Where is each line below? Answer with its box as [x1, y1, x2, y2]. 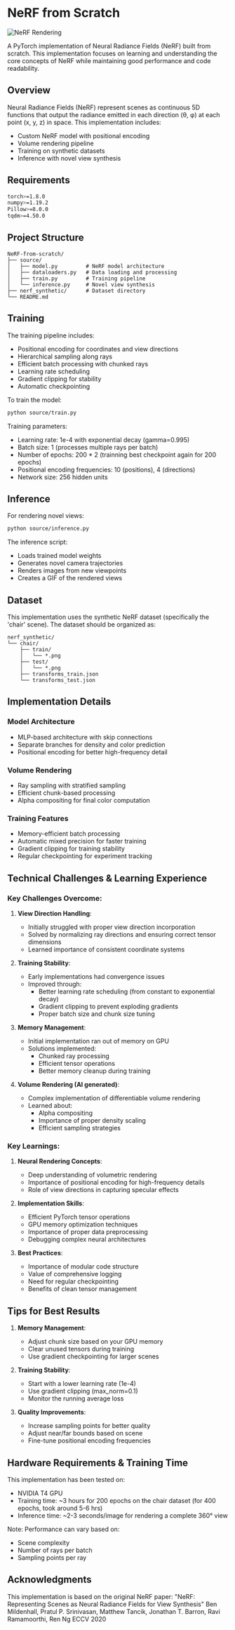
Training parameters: [7, 422, 68, 430]
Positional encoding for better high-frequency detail [17, 747, 168, 756]
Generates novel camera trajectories [17, 559, 123, 568]
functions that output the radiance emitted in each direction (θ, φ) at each [7, 110, 220, 119]
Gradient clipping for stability [17, 374, 102, 383]
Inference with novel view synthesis [17, 154, 121, 162]
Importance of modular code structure [27, 1262, 139, 1271]
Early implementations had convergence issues [27, 973, 165, 981]
